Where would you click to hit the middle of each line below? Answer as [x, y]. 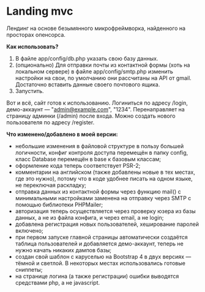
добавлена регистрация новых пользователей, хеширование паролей [107, 224]
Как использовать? [32, 47]
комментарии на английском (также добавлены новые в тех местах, [105, 172]
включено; [29, 230]
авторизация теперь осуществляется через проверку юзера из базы [105, 211]
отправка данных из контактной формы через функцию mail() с [98, 192]
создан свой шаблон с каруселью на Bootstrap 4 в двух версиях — [103, 256]
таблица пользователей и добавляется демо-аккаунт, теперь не [99, 244]
